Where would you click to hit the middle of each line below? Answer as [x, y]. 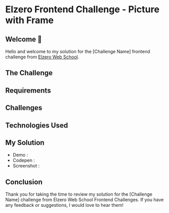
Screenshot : [26, 166]
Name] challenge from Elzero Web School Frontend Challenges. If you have [84, 200]
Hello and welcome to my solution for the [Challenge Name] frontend [78, 51]
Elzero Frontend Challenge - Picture [82, 9]
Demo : [20, 155]
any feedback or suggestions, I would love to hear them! [64, 205]
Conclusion [24, 182]
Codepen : [24, 160]
